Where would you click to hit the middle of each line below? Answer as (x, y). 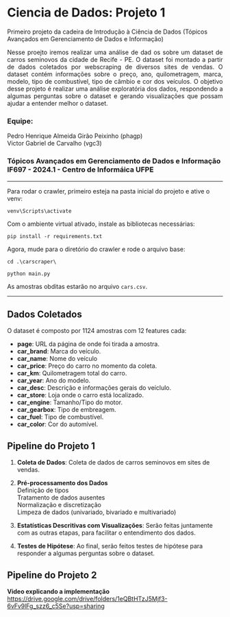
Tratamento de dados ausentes (61, 498)
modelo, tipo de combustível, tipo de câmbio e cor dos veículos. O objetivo (115, 81)
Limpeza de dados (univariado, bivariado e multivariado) (97, 512)
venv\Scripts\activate (39, 211)
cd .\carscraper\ (32, 261)
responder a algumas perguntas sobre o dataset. (86, 553)
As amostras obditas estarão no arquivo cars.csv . (77, 286)
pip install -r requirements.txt (55, 236)
